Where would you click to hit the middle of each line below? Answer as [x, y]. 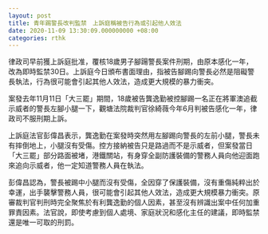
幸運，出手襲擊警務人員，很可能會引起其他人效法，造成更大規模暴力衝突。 [130, 192]
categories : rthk [37, 38]
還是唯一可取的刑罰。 [43, 222]
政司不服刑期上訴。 [40, 119]
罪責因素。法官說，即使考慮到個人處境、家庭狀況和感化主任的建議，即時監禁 [134, 212]
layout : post [30, 16]
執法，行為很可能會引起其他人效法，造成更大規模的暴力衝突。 [116, 81]
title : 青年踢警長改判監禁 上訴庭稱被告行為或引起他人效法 [95, 23]
